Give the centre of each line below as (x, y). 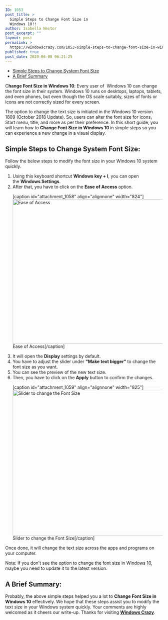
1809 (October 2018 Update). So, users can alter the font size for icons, (79, 117)
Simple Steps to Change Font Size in (49, 19)
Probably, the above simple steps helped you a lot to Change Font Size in (81, 596)
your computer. (21, 553)
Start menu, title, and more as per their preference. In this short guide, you (82, 122)
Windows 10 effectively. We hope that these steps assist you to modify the (82, 602)
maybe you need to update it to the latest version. (56, 568)
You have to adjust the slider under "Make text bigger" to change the (84, 362)
